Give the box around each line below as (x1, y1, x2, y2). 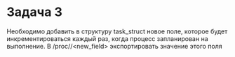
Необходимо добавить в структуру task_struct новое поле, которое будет (6, 27, 228, 35)
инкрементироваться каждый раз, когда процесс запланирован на (6, 34, 208, 42)
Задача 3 (6, 4, 62, 20)
